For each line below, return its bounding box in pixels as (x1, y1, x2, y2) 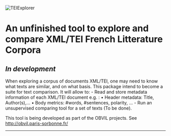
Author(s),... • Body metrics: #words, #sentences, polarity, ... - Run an (5, 100, 152, 105)
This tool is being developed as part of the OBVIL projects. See (5, 115, 137, 121)
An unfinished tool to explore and (5, 23, 149, 34)
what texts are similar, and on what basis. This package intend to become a (5, 84, 163, 89)
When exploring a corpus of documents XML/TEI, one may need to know (5, 78, 158, 84)
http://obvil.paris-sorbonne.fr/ (5, 120, 68, 126)
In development (5, 64, 56, 73)
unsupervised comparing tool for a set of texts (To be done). (5, 105, 132, 111)
